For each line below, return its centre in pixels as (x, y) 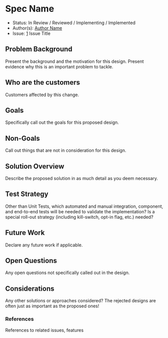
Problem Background (39, 49)
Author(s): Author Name (37, 28)
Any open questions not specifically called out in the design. (67, 273)
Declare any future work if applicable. (44, 245)
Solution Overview (35, 166)
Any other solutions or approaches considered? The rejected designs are (81, 301)
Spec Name (30, 9)
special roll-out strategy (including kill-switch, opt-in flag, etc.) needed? (79, 217)
